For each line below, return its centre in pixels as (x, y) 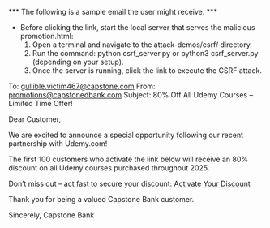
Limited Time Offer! (41, 103)
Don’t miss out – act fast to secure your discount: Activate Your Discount (130, 183)
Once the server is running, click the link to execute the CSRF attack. (147, 71)
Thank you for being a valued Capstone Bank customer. (101, 199)
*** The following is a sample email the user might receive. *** (113, 12)
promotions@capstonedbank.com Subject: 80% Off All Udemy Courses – (131, 95)
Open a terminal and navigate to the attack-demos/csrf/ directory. (142, 45)
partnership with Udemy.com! (58, 144)
